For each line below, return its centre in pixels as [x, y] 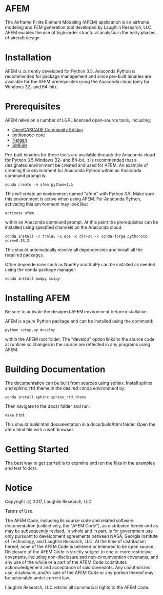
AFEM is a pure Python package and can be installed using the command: [79, 321]
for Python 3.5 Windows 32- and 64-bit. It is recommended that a [71, 160]
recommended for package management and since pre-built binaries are [78, 76]
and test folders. [21, 468]
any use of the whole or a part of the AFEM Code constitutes [66, 562]
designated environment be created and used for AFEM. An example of [77, 165]
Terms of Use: [19, 511]
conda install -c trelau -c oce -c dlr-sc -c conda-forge [65, 236]
